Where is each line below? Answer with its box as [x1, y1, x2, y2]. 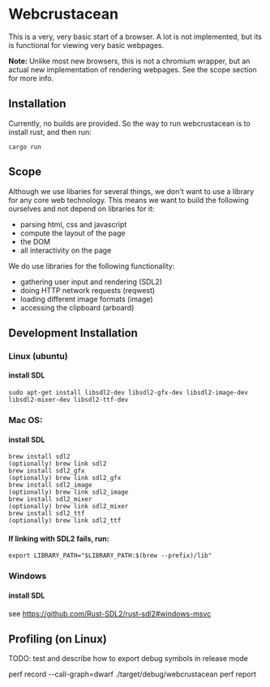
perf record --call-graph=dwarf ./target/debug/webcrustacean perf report [8, 669, 257, 679]
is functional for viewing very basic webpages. [8, 40, 165, 50]
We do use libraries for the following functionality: [8, 261, 175, 270]
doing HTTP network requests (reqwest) [19, 285, 156, 295]
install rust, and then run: [8, 127, 92, 136]
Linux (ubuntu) [8, 350, 68, 361]
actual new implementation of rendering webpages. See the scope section [8, 64, 257, 74]
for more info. [8, 73, 54, 83]
